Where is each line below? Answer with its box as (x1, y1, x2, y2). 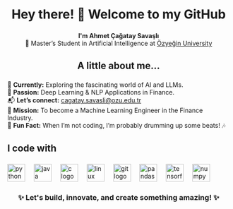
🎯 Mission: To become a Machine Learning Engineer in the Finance (7, 106, 203, 115)
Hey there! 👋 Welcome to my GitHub (11, 6, 226, 23)
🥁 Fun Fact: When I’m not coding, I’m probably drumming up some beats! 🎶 (7, 121, 226, 130)
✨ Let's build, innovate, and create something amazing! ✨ (17, 192, 220, 202)
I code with (7, 142, 57, 154)
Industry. (7, 114, 33, 122)
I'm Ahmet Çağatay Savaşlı (78, 32, 160, 40)
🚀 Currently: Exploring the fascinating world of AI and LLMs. (7, 80, 184, 89)
